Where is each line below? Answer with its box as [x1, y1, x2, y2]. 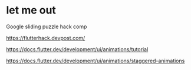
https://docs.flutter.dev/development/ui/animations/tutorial [6, 45, 149, 53]
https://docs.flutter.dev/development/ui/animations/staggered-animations [6, 57, 185, 64]
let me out [6, 4, 56, 17]
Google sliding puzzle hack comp [6, 23, 87, 30]
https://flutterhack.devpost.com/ [6, 34, 85, 41]
